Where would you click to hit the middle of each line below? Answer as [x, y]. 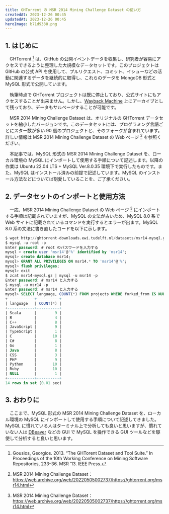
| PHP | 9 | [33, 360]
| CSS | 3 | [33, 355]
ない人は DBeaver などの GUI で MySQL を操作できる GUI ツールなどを [82, 432]
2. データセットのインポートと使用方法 [65, 196]
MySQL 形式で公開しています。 [37, 84]
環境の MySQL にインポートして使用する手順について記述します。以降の [89, 160]
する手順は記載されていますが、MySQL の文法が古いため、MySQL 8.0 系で [83, 216]
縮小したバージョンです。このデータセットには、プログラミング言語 [89, 124]
